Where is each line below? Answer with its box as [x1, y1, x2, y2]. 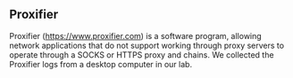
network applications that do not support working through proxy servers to [9, 40, 284, 51]
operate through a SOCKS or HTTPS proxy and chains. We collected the [9, 49, 274, 60]
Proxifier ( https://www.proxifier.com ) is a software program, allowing [9, 30, 262, 41]
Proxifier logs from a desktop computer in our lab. [9, 58, 193, 69]
